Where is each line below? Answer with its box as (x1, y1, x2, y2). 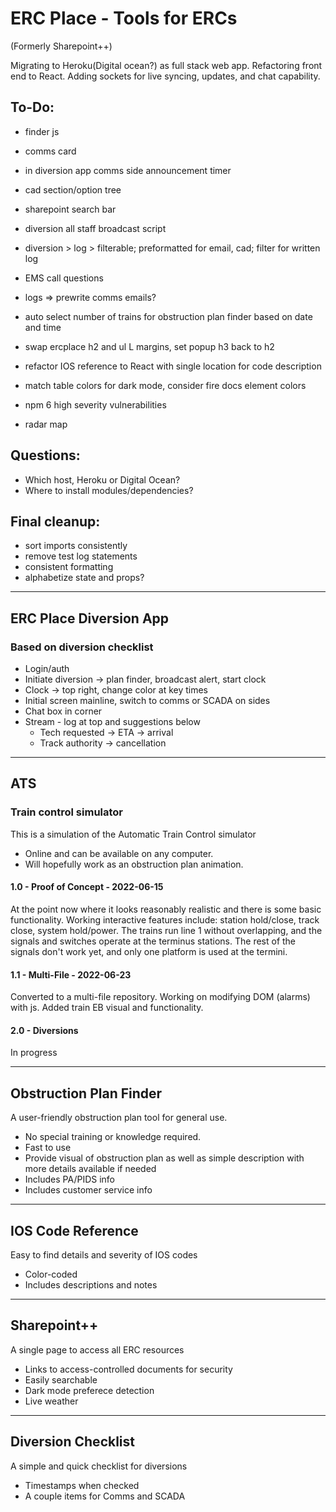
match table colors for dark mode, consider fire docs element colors (24, 379, 307, 391)
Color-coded (24, 1268, 78, 1280)
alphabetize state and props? (24, 572, 145, 584)
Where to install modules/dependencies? (24, 484, 194, 496)
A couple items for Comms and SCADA (24, 1490, 186, 1502)
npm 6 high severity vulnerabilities (24, 398, 167, 411)
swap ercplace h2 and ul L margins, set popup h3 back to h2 (24, 340, 275, 352)
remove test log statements (24, 550, 138, 562)
